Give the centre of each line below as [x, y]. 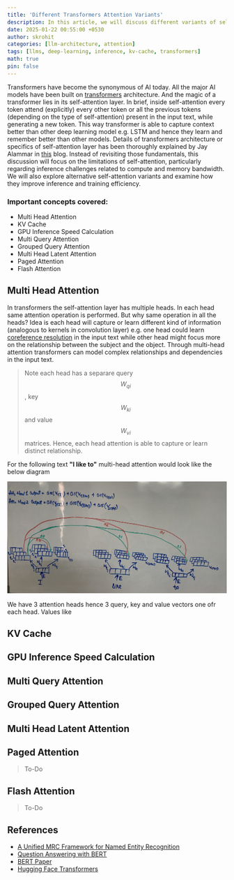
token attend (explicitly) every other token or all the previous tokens [104, 109]
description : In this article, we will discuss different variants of [112, 22]
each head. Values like [39, 612]
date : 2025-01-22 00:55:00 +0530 [56, 29]
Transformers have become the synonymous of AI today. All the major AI [111, 87]
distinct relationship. [53, 451]
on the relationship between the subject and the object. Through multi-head [116, 344]
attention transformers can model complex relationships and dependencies [115, 352]
